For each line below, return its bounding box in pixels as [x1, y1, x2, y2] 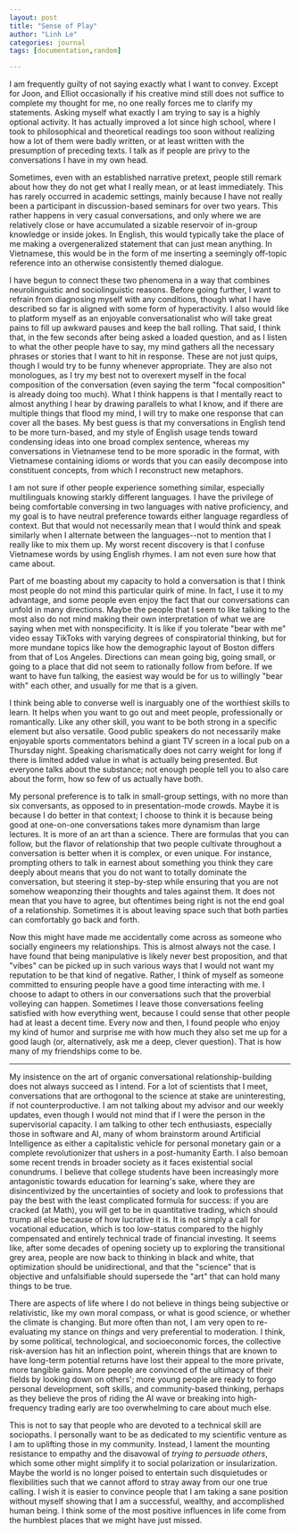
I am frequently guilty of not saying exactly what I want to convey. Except [9, 79, 279, 89]
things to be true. [9, 1281, 73, 1292]
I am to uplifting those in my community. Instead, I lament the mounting [9, 1439, 271, 1450]
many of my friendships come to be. [9, 1046, 143, 1056]
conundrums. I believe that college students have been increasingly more [9, 1166, 279, 1177]
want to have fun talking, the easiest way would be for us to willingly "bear [9, 671, 283, 682]
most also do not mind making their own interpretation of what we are [9, 614, 266, 624]
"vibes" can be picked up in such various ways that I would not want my [9, 961, 275, 971]
